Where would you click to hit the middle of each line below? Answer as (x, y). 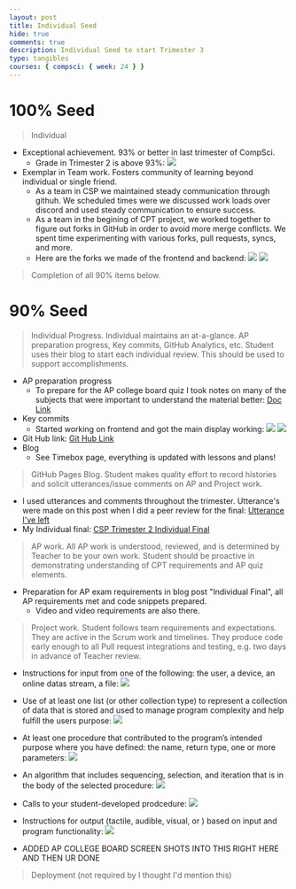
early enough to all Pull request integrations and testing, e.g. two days (158, 646)
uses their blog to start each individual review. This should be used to (158, 354)
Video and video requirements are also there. (118, 610)
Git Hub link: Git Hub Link (68, 438)
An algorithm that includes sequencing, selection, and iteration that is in (153, 775)
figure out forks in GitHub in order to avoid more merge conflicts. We (160, 228)
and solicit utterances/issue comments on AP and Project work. (147, 483)
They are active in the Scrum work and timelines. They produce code (157, 637)
